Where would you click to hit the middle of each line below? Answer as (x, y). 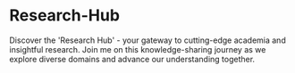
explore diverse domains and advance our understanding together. (132, 59)
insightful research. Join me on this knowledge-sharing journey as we (138, 49)
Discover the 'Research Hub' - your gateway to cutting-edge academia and (147, 40)
